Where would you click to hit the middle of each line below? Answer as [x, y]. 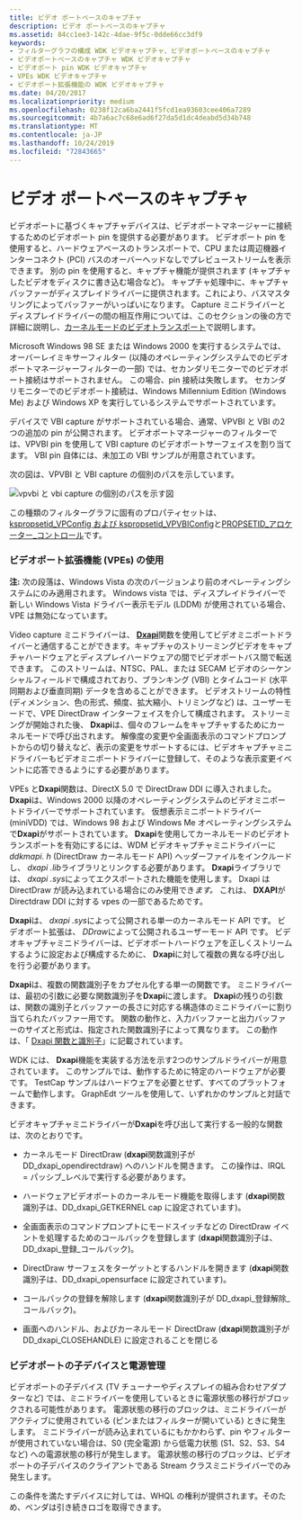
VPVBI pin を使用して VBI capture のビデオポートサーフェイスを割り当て [158, 444]
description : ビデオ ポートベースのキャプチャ [88, 26]
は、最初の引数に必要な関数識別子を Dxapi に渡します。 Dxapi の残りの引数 [146, 995]
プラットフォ [262, 1082]
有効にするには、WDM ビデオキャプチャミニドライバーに [170, 845]
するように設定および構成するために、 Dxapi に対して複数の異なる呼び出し [147, 954]
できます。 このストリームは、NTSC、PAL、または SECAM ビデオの [135, 668]
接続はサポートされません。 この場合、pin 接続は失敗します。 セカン [151, 380]
